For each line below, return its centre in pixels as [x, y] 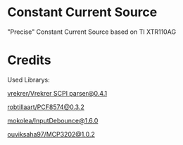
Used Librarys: [29, 80]
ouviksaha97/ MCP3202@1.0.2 [51, 134]
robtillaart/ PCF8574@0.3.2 [46, 107]
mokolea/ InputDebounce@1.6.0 [53, 120]
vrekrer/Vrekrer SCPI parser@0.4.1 [57, 93]
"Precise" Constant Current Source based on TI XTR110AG [92, 32]
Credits [29, 60]
